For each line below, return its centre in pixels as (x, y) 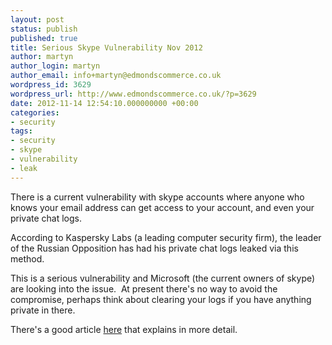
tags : (21, 131)
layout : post (37, 19)
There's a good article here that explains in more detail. (124, 329)
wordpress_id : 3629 (51, 85)
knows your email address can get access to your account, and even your (162, 207)
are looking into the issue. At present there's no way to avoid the (144, 288)
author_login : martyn (55, 66)
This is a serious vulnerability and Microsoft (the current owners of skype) (163, 278)
